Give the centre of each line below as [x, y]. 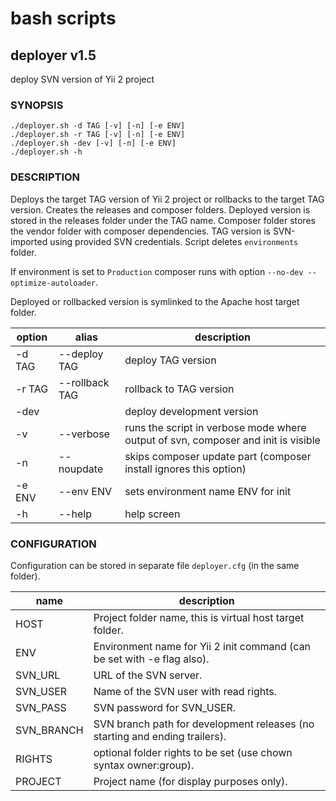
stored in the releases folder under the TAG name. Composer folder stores [163, 220]
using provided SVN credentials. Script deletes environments [174, 241]
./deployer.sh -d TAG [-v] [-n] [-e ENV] [98, 126]
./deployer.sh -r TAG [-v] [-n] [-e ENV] [98, 135]
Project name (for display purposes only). [190, 781]
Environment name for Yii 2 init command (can [202, 646]
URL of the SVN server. [148, 675]
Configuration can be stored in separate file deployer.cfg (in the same [155, 565]
